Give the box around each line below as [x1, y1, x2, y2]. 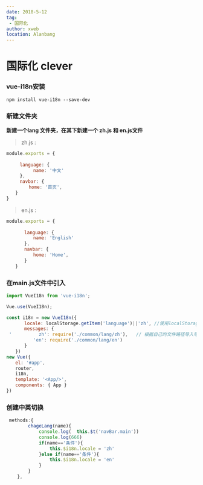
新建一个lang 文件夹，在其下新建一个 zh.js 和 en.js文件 [6, 127, 143, 134]
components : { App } [14, 382, 67, 388]
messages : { [24, 326, 54, 332]
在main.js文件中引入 [6, 279, 66, 287]
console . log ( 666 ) [38, 434, 83, 440]
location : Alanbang [6, 31, 56, 38]
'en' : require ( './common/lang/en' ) [33, 337, 123, 343]
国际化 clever [6, 59, 73, 73]
